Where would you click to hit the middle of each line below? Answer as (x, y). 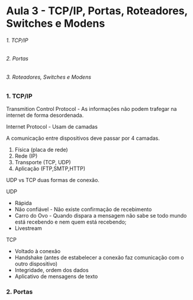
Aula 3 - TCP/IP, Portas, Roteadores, (97, 11)
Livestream (28, 228)
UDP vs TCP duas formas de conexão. (53, 180)
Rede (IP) (26, 156)
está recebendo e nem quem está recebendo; (70, 222)
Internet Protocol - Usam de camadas (52, 126)
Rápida (23, 203)
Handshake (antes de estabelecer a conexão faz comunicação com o (99, 257)
